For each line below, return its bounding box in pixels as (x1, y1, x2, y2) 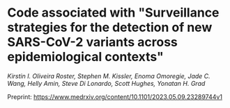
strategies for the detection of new (7, 19, 213, 35)
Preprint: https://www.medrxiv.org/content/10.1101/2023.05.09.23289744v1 (7, 92, 223, 101)
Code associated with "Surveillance (7, 5, 220, 21)
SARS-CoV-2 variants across (7, 35, 178, 50)
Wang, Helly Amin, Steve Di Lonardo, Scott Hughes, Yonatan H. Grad (7, 79, 206, 87)
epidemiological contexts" (7, 49, 164, 65)
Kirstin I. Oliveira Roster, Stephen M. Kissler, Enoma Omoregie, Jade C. (7, 71, 210, 80)
